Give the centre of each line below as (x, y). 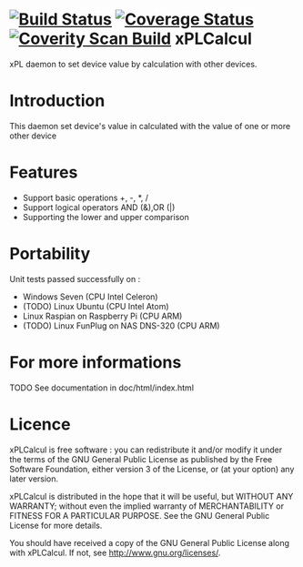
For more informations (96, 362)
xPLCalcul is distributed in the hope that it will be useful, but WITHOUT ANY (151, 496)
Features (44, 172)
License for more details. (56, 525)
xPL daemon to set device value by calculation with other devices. (133, 64)
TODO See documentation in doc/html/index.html (101, 388)
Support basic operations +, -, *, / (85, 197)
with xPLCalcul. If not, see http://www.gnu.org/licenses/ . (115, 552)
